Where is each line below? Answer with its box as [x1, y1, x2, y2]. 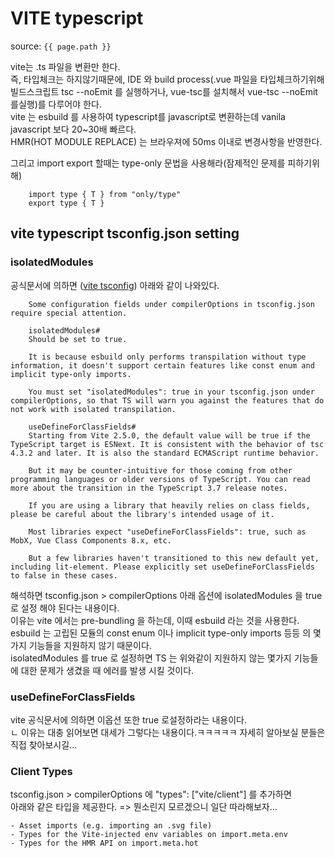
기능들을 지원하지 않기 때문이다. [28, 639, 152, 651]
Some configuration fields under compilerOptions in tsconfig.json [28, 299, 315, 309]
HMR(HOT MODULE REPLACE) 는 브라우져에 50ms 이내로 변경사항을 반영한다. [10, 135, 323, 147]
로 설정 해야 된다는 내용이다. [10, 602, 120, 614]
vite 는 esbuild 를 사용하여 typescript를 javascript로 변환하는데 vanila [10, 110, 286, 122]
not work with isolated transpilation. [10, 404, 177, 414]
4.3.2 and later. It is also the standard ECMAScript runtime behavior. [10, 448, 320, 458]
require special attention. [10, 308, 128, 318]
